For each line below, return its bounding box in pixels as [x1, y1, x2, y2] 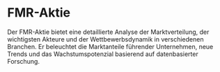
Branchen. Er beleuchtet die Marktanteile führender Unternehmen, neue [7, 42, 214, 51]
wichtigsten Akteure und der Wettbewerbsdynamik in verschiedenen [7, 35, 204, 43]
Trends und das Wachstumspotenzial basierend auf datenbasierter [7, 50, 198, 58]
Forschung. [7, 57, 40, 65]
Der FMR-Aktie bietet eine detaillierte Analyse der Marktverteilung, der [7, 28, 210, 36]
